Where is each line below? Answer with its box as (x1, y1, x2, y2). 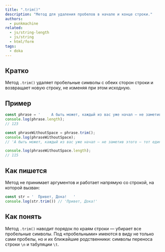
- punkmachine (9, 21, 38, 26)
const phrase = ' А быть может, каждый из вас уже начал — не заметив (5, 112, 162, 117)
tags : (5, 44, 16, 49)
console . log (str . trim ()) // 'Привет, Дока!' (5, 199, 98, 204)
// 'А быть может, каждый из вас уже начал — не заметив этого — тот (5, 139, 151, 144)
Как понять (5, 213, 42, 221)
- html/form (9, 39, 34, 44)
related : (5, 26, 23, 31)
